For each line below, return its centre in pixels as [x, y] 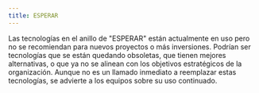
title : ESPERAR [33, 15]
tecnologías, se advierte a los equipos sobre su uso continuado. [113, 80]
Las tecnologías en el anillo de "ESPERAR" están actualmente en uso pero [129, 38]
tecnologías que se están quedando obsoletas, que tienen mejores [117, 55]
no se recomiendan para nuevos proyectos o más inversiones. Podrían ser [130, 46]
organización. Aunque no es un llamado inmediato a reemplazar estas [122, 72]
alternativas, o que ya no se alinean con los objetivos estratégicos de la [125, 64]
